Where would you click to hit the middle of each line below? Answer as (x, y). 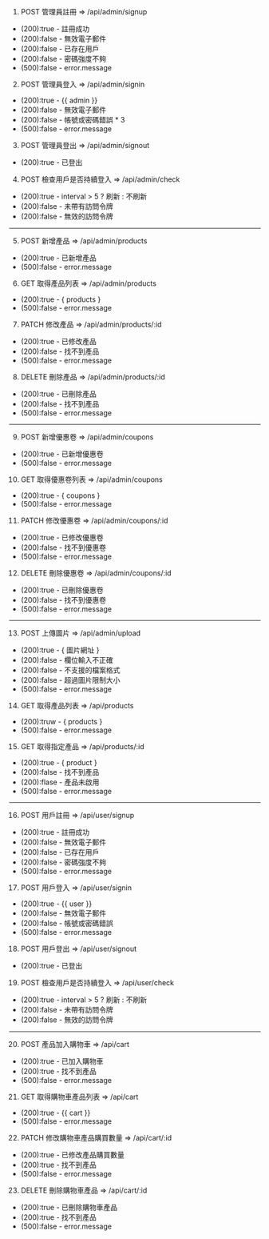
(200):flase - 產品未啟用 (60, 782)
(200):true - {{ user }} (56, 904)
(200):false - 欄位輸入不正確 (67, 660)
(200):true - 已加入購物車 (62, 1061)
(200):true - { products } (61, 299)
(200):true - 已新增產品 (58, 258)
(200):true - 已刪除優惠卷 (62, 590)
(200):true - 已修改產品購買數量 (72, 1155)
